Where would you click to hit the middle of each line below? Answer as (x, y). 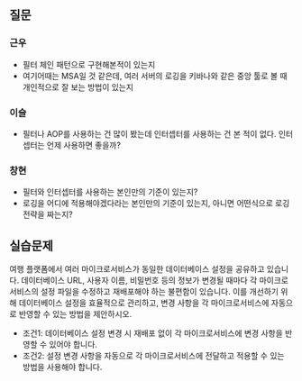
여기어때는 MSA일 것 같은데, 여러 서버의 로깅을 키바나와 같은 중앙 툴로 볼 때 (155, 76)
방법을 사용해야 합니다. (62, 367)
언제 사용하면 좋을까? (84, 145)
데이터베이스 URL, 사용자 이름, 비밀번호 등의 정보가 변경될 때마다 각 (139, 280)
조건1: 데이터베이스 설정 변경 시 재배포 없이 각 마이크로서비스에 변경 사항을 (153, 333)
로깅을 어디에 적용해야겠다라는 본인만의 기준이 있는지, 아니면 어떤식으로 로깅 (156, 204)
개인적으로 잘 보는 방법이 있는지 (78, 86)
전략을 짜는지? (48, 214)
